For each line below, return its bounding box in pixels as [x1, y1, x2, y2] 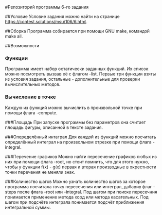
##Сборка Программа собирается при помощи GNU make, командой [5, 28, 150, 34]
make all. [5, 34, 23, 39]
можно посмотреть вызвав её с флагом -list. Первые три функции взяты [5, 71, 156, 77]
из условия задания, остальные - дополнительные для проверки [5, 76, 140, 82]
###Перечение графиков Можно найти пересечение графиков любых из [5, 153, 157, 160]
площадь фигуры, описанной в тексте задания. [5, 124, 103, 130]
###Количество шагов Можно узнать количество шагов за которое [5, 179, 146, 184]
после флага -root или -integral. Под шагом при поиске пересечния [17, 189, 157, 195]
